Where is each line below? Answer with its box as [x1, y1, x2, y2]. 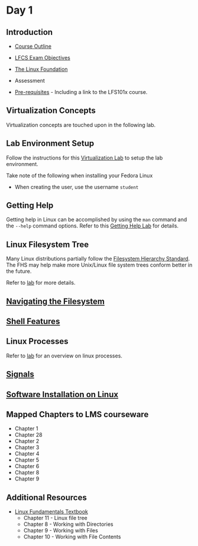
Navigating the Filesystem [6, 296, 105, 306]
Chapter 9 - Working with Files [23, 527, 99, 534]
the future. [6, 268, 32, 275]
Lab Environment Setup [6, 138, 95, 148]
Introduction [6, 27, 53, 37]
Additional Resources [6, 492, 87, 502]
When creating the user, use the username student [14, 183, 139, 190]
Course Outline [14, 43, 52, 50]
